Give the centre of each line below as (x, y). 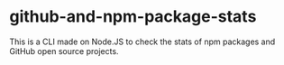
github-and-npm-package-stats (133, 17)
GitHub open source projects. (64, 51)
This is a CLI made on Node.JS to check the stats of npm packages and (142, 42)
